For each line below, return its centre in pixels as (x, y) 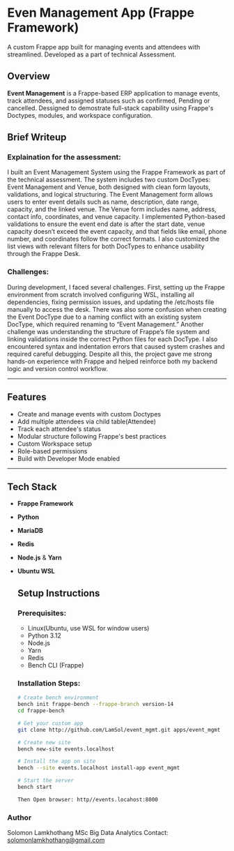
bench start (34, 787)
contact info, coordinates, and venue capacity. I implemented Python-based (116, 217)
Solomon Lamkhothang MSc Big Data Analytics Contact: (88, 833)
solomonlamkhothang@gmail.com (56, 840)
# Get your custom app (50, 723)
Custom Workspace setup (55, 444)
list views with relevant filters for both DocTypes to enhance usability (106, 246)
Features (27, 397)
